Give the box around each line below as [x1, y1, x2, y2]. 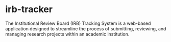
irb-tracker [5, 4, 53, 15]
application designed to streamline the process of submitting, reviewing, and [5, 25, 166, 31]
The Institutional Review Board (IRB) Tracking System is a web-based [5, 20, 151, 26]
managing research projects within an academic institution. [5, 31, 130, 37]
